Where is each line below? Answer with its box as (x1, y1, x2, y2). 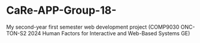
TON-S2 (6, 29, 27, 36)
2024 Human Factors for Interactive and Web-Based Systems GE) (28, 29, 190, 36)
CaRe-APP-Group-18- (6, 4, 117, 17)
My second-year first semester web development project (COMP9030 (6, 23, 180, 30)
